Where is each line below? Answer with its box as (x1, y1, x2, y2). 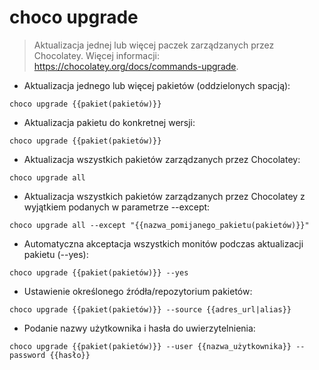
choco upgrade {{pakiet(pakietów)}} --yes (9, 267, 189, 278)
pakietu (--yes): (23, 248, 89, 260)
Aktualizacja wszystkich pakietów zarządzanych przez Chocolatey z (23, 190, 306, 202)
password (9, 350, 46, 360)
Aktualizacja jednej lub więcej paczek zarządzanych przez (33, 39, 275, 51)
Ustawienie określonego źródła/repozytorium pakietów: (23, 285, 253, 297)
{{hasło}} (49, 350, 91, 360)
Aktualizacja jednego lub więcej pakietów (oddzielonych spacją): (23, 79, 291, 91)
